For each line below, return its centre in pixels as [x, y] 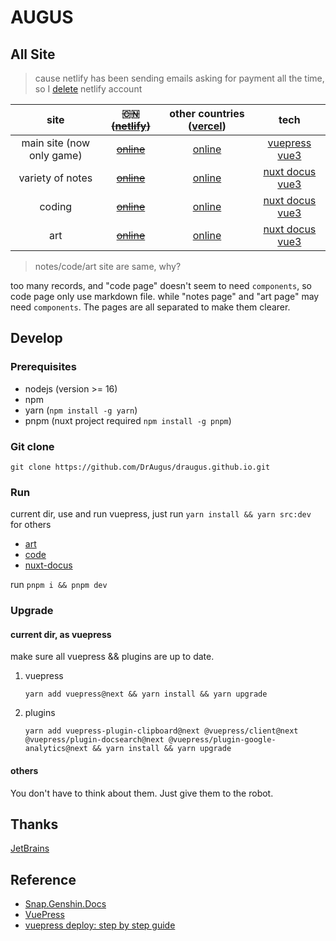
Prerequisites [43, 367]
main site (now [56, 143]
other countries [207, 113]
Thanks [34, 824]
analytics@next [56, 749]
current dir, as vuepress [61, 634]
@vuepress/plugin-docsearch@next [94, 740]
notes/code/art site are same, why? [108, 266]
